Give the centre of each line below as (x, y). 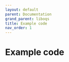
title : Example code (26, 23)
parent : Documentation (28, 14)
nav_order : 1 (18, 28)
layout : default (22, 10)
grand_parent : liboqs (27, 19)
